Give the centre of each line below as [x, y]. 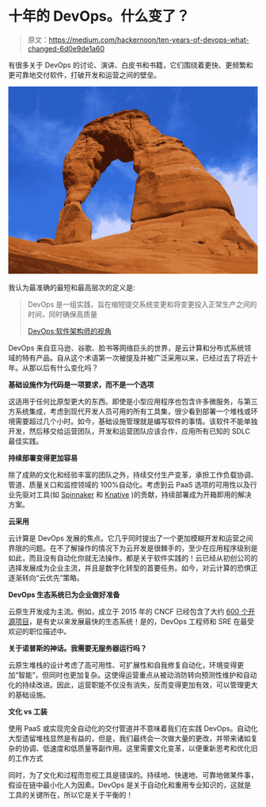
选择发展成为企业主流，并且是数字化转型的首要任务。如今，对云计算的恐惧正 [133, 568]
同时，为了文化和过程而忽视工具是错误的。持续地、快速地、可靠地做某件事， [133, 774]
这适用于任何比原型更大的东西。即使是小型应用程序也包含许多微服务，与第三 [133, 401]
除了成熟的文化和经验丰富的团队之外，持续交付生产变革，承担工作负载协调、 [133, 474]
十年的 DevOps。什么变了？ [99, 16]
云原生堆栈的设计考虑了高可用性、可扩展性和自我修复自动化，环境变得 [123, 665]
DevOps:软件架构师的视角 [70, 331]
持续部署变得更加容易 [43, 457]
